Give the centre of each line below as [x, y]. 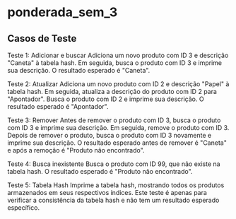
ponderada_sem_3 [63, 12]
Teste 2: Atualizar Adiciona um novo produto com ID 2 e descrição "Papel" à [118, 84]
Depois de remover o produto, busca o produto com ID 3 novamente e [110, 135]
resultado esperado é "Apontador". [58, 106]
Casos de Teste [42, 39]
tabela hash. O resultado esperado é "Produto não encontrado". [100, 171]
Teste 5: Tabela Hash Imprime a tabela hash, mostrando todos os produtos [116, 185]
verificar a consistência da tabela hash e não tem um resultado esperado [113, 200]
